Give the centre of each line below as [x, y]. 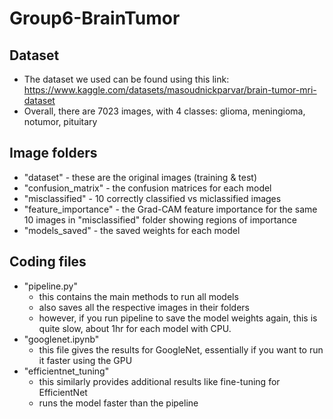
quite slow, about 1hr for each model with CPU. [135, 328]
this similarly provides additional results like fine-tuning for [159, 381]
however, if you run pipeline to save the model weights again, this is [178, 318]
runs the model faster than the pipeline [118, 403]
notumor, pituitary [60, 121]
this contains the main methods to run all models [138, 296]
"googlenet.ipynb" [61, 339]
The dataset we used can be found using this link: [126, 79]
